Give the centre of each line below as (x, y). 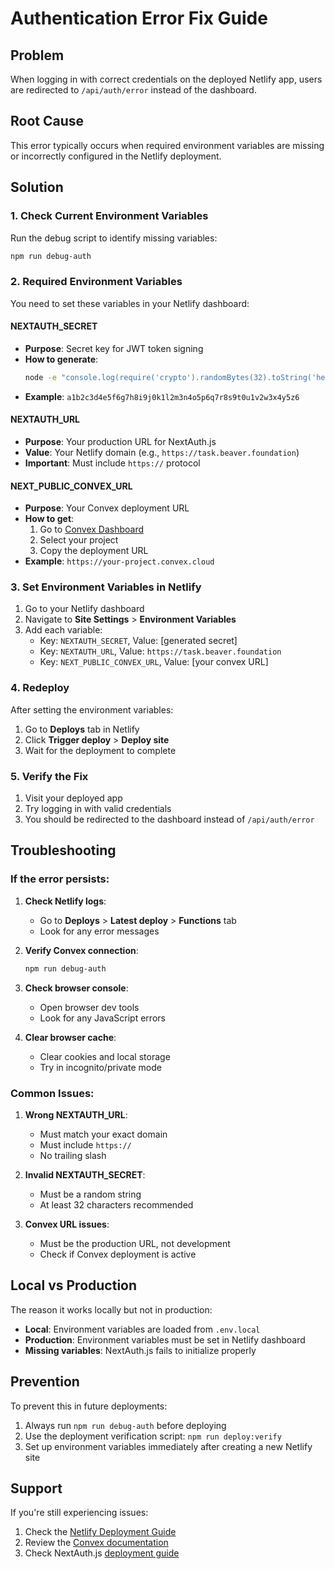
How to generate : (61, 359)
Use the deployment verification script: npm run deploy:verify (153, 1436)
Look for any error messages (99, 931)
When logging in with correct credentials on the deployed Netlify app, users (166, 79)
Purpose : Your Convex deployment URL (107, 508)
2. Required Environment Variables (96, 282)
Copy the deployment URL (94, 551)
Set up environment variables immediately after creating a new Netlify (168, 1446)
